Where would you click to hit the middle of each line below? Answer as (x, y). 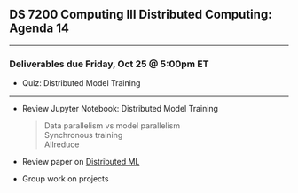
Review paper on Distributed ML (81, 162)
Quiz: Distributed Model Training (81, 83)
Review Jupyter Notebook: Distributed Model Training (120, 109)
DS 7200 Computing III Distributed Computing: (141, 15)
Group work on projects (65, 179)
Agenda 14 (39, 29)
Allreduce (62, 144)
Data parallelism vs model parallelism (112, 126)
